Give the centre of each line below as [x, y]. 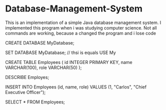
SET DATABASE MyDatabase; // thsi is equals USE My [60, 52]
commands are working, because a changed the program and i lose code [81, 33]
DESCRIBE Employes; [27, 77]
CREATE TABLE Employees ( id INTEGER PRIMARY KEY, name [69, 62]
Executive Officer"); [25, 92]
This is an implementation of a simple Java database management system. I [83, 22]
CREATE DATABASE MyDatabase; [40, 42]
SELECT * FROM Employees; [35, 102]
